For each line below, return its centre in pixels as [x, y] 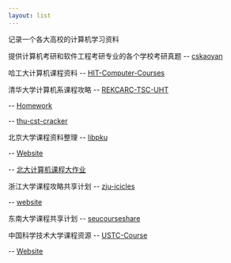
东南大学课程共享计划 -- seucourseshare [74, 218]
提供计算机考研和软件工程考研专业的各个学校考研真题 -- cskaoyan [116, 55]
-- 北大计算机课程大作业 [47, 169]
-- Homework [30, 105]
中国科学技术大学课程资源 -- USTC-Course [78, 235]
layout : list [30, 15]
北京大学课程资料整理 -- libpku [58, 137]
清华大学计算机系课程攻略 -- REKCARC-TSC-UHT [88, 90]
